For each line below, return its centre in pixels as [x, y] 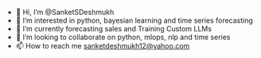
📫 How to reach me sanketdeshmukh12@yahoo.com [103, 46]
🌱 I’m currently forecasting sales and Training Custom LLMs [114, 29]
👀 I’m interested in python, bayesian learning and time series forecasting [134, 20]
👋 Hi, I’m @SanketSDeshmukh [65, 12]
